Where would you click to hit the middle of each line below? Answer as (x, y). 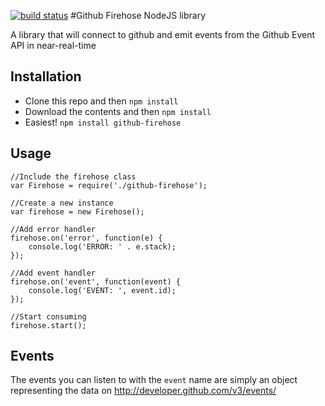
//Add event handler (53, 273)
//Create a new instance (62, 203)
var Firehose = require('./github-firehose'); (109, 185)
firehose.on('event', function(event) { (96, 281)
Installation (46, 76)
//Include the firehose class (73, 176)
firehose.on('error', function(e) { (86, 238)
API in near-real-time (53, 45)
